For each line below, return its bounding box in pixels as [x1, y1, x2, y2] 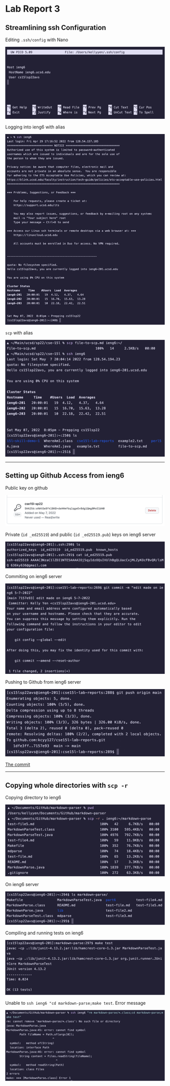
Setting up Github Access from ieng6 [5, 471, 124, 480]
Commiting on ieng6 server [5, 573, 62, 580]
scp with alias [5, 330, 33, 336]
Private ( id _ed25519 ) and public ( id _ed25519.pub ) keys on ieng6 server [5, 531, 156, 537]
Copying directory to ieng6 [5, 795, 62, 801]
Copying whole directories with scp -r [5, 781, 128, 790]
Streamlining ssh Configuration [5, 23, 106, 32]
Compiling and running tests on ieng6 [5, 930, 83, 936]
